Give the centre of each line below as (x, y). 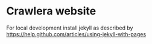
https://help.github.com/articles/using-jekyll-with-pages (76, 34)
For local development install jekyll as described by (70, 28)
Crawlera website (51, 11)
